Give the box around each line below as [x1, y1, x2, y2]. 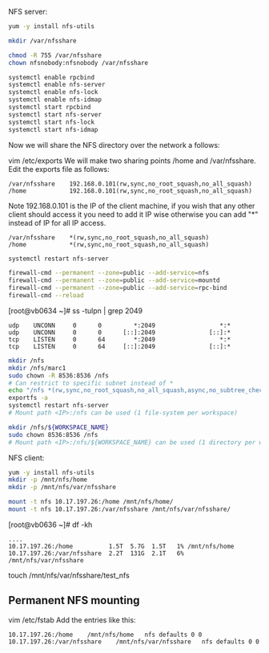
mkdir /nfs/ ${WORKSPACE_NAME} [8, 423, 110, 431]
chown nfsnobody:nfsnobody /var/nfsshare [8, 59, 149, 67]
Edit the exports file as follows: [8, 164, 110, 173]
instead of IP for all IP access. [8, 218, 106, 227]
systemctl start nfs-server [8, 110, 102, 119]
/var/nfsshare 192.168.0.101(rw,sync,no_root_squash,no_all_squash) [8, 180, 252, 188]
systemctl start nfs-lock [8, 118, 94, 126]
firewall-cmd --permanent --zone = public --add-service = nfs [8, 269, 210, 277]
